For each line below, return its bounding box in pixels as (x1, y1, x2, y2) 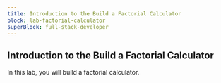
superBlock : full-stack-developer (7, 23, 109, 30)
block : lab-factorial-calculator (7, 17, 106, 24)
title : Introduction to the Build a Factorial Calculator (7, 10, 181, 18)
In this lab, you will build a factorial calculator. (7, 68, 140, 77)
